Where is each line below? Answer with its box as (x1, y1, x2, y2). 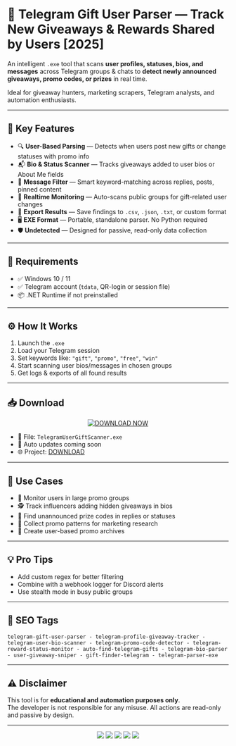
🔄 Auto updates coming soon (17, 440, 102, 449)
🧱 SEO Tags (7, 614, 59, 626)
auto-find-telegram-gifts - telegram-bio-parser (82, 645, 228, 652)
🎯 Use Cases (7, 475, 64, 487)
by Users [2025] (7, 37, 104, 52)
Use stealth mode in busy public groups (17, 588, 133, 596)
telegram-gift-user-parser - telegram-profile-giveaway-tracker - (7, 633, 206, 640)
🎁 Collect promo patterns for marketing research (17, 519, 158, 528)
